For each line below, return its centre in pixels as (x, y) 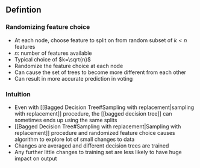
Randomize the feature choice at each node (69, 66)
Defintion (23, 10)
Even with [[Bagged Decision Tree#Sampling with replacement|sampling (104, 107)
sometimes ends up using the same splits (66, 120)
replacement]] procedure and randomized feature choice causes (95, 132)
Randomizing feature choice (48, 27)
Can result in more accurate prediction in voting (73, 78)
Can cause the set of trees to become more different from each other (100, 72)
